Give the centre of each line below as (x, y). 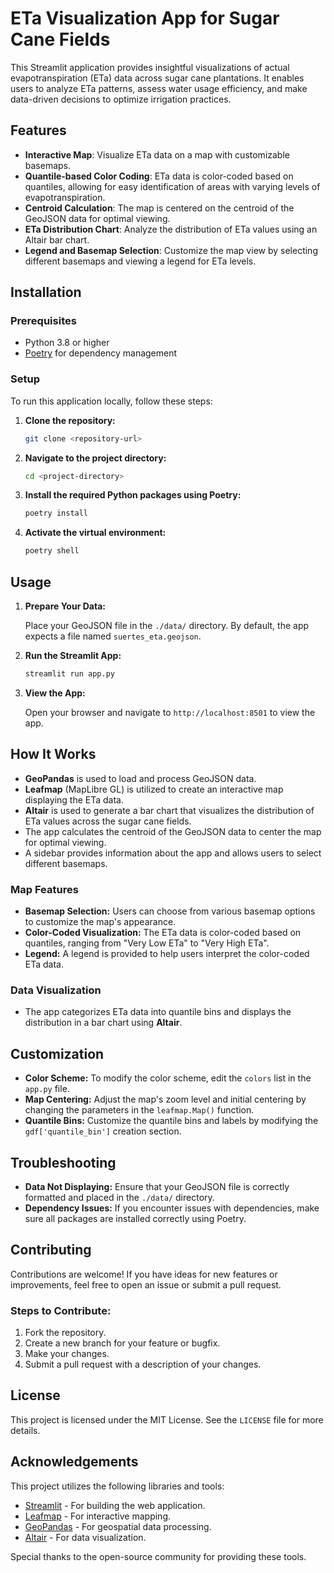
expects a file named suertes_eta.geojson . (113, 636)
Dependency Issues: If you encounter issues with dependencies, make (172, 1208)
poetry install (56, 513)
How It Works (53, 754)
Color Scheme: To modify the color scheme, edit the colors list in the (168, 1078)
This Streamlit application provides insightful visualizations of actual (150, 67)
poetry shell (52, 551)
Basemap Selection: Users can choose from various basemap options (170, 911)
